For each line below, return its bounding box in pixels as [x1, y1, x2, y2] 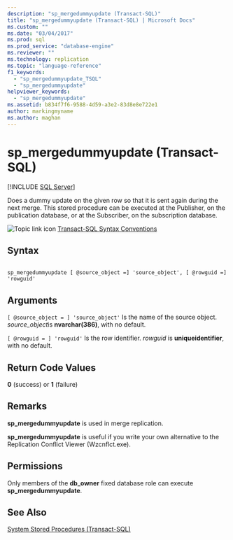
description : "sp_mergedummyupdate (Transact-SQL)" [7, 10, 161, 17]
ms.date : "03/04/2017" [7, 29, 73, 37]
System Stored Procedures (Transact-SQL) [7, 525, 131, 534]
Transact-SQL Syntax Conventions [57, 225, 157, 233]
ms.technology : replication [7, 56, 90, 63]
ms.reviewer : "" [7, 50, 55, 57]
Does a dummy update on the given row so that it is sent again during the [7, 196, 218, 204]
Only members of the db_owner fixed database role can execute [7, 478, 194, 487]
